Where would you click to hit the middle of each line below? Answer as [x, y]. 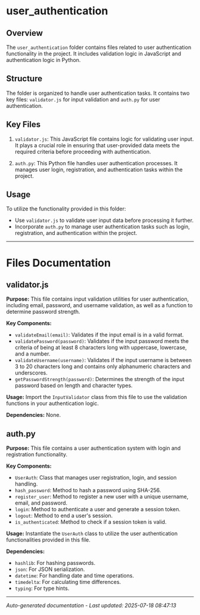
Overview [25, 33]
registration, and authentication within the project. [76, 233]
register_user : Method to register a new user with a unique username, [101, 497]
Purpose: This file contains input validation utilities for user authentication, [98, 299]
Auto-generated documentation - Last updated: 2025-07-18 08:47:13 [91, 605]
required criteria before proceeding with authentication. [83, 152]
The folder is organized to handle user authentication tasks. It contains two [98, 93]
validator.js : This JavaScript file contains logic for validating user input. [104, 139]
